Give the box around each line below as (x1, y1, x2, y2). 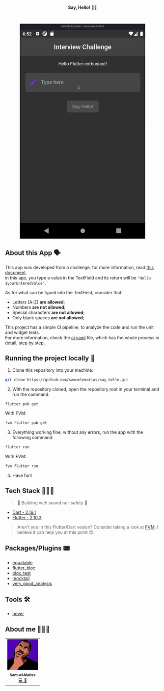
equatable (12, 559, 33, 565)
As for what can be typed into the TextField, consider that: (5, 289, 123, 295)
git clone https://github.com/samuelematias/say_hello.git (5, 377, 129, 382)
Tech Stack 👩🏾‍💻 (5, 487, 55, 495)
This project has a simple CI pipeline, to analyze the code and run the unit (5, 324, 154, 330)
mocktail (12, 575, 30, 581)
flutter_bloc (12, 565, 36, 571)
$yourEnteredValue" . (5, 280, 46, 286)
